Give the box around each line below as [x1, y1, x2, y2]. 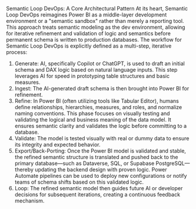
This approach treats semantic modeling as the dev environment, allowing [6, 23, 185, 31]
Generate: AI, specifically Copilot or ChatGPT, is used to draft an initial [14, 60, 185, 67]
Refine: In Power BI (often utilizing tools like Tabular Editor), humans [14, 97, 180, 105]
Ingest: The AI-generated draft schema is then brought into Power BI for [14, 85, 190, 92]
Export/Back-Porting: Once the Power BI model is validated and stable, [14, 147, 187, 154]
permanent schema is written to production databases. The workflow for [6, 36, 182, 43]
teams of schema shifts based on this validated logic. [14, 178, 144, 186]
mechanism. [14, 197, 45, 204]
